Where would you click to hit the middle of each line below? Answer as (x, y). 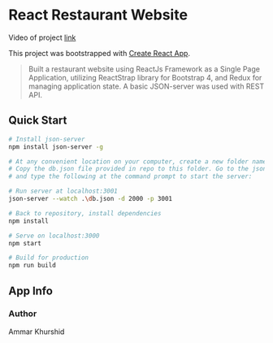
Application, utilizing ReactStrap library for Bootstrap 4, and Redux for (145, 77)
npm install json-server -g (56, 147)
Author (23, 314)
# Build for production (49, 258)
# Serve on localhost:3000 (54, 236)
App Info (30, 291)
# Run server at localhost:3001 (63, 191)
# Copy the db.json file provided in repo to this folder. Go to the (129, 169)
